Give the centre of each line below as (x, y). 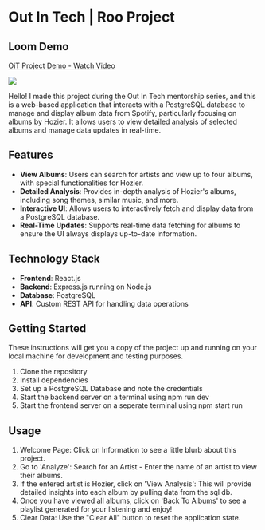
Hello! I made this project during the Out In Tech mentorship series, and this (132, 96)
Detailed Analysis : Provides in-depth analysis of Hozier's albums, (128, 191)
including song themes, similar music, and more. (99, 200)
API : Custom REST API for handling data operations (104, 303)
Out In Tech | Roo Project (92, 17)
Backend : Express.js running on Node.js (86, 287)
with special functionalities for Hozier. (82, 183)
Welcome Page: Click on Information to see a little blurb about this (128, 450)
